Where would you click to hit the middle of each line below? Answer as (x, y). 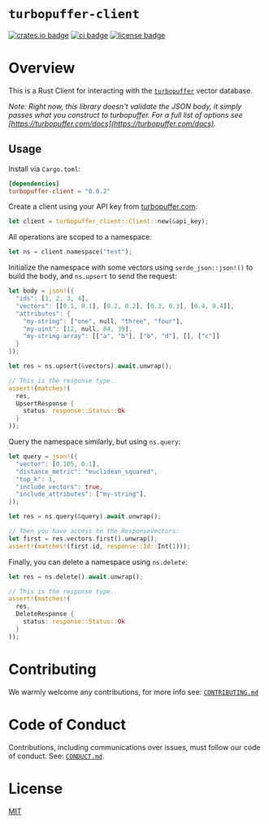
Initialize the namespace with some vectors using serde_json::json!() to (131, 267)
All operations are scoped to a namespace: (80, 237)
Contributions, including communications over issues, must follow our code (135, 747)
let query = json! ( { (43, 457)
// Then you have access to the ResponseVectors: (94, 531)
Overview (42, 68)
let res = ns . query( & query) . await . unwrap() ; (85, 517)
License (36, 789)
